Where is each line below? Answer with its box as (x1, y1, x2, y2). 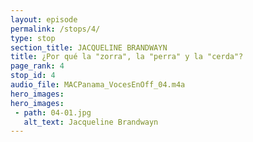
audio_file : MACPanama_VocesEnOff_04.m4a (10, 80, 186, 90)
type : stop (10, 33, 56, 43)
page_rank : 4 (10, 61, 65, 71)
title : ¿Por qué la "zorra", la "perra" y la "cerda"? (10, 52, 244, 62)
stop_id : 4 (10, 71, 56, 81)
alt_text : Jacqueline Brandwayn (23, 117, 159, 127)
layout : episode (10, 14, 78, 25)
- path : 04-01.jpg (14, 107, 92, 118)
